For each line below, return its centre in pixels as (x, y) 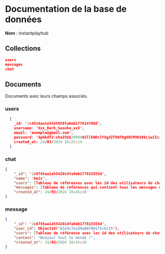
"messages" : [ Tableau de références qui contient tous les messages (85, 188)
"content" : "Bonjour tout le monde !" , (55, 238)
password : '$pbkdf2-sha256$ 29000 (48, 137)
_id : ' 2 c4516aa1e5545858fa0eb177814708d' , (58, 124)
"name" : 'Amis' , (31, 178)
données (23, 19)
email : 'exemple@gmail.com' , (44, 133)
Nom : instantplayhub (27, 33)
